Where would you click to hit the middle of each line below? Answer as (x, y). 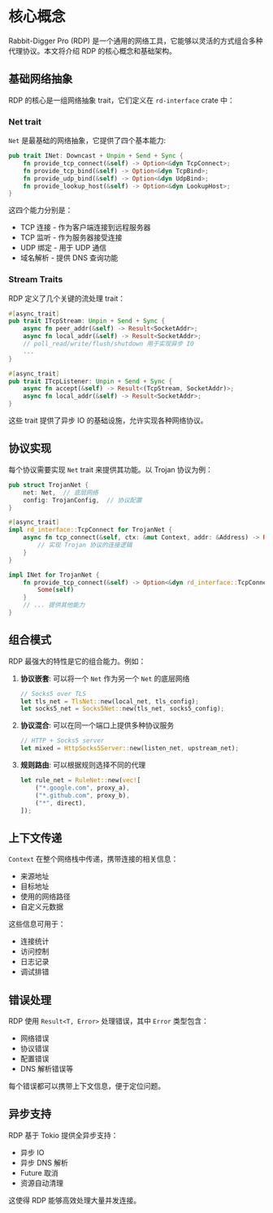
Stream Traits (36, 280)
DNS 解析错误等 (47, 1069)
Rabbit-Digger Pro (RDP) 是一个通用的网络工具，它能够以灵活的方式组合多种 (136, 41)
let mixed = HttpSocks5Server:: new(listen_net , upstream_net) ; (130, 749)
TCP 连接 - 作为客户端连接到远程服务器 (85, 228)
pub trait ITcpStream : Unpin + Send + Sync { (87, 321)
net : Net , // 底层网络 (61, 493)
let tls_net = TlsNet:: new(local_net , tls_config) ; (109, 701)
